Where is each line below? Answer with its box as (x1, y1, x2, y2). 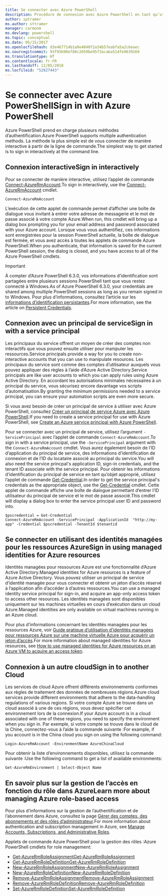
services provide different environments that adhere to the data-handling (5, 694, 155, 701)
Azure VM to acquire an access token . (5, 648, 84, 654)
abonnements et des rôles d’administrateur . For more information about (5, 818, 151, 824)
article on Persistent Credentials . (5, 304, 72, 310)
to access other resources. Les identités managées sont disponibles (5, 596, 146, 602)
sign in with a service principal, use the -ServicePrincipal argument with (5, 439, 156, 445)
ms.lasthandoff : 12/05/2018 (5, 63, 64, 68)
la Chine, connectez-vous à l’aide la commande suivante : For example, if (5, 726, 154, 732)
